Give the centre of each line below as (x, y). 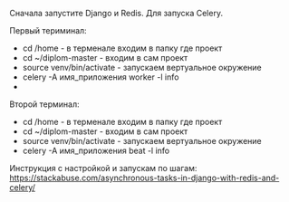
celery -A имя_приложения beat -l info (96, 150)
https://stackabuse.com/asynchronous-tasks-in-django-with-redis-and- (144, 178)
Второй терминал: (44, 104)
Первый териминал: (48, 30)
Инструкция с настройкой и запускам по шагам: (103, 168)
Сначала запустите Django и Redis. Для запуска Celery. (116, 13)
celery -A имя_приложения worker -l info (101, 77)
